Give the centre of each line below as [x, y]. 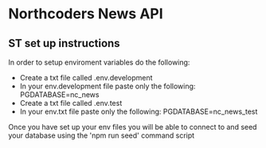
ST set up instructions [65, 43]
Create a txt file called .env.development [86, 78]
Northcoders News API [86, 14]
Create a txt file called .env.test [71, 103]
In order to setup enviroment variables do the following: [99, 62]
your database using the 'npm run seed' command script [102, 135]
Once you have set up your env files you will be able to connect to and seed [133, 127]
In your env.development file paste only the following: [108, 86]
